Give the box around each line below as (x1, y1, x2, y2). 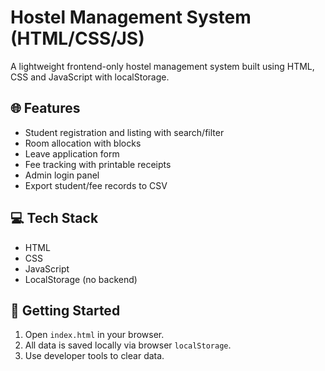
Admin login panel (24, 169, 100, 181)
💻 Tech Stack (10, 210, 99, 227)
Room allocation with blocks (24, 137, 142, 149)
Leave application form (24, 147, 120, 160)
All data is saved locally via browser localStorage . (24, 339, 232, 351)
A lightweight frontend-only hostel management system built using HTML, (10, 60, 315, 72)
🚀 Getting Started (10, 302, 121, 319)
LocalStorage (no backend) (24, 273, 138, 285)
